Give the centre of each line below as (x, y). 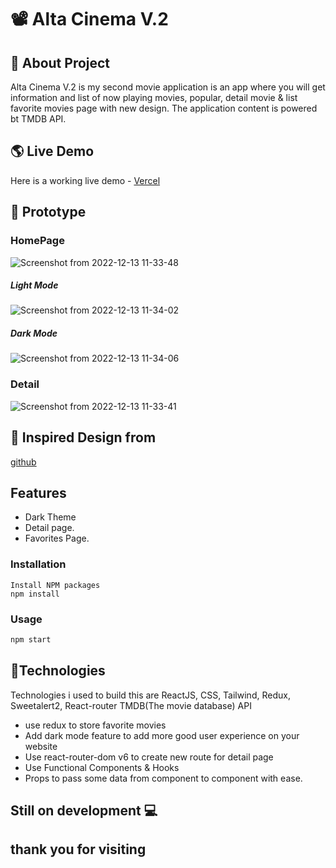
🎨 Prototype (48, 212)
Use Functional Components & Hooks (102, 767)
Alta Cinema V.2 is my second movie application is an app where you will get (168, 87)
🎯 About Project (60, 62)
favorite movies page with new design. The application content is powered (164, 108)
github (23, 462)
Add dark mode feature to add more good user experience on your (162, 735)
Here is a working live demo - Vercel (85, 180)
